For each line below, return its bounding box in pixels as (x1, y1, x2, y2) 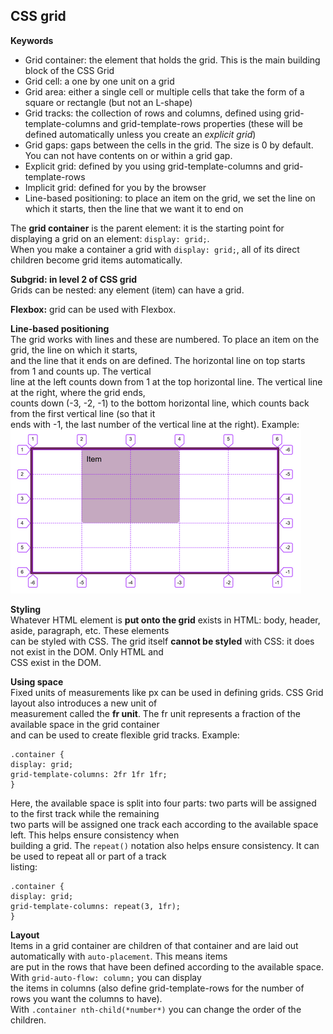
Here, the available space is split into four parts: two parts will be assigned (10, 797, 317, 809)
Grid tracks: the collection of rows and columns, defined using (24, 107, 282, 119)
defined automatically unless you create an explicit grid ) (24, 128, 257, 140)
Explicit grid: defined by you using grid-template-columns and (24, 160, 282, 172)
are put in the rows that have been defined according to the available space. (10, 960, 325, 973)
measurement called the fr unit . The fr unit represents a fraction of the (10, 707, 301, 719)
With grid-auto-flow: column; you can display (10, 971, 202, 983)
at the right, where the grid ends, (10, 386, 146, 398)
